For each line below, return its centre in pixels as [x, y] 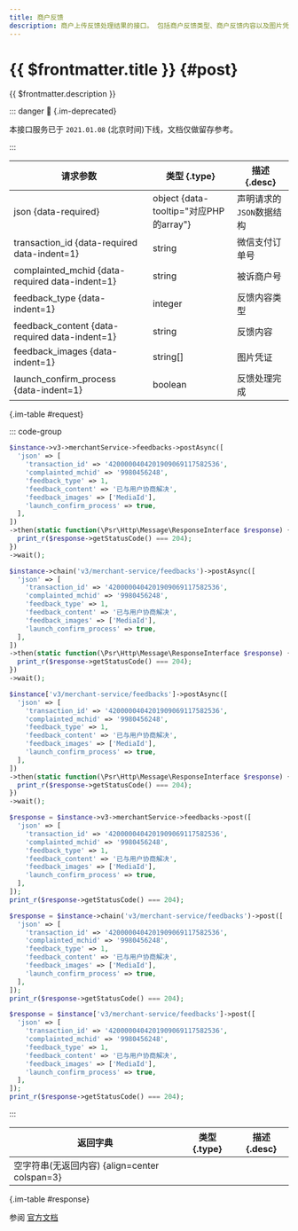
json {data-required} [57, 212]
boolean [169, 385]
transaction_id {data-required [76, 243]
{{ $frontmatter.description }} [63, 94]
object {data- [180, 199]
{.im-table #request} [47, 414]
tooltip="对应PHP [188, 211]
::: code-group [35, 432]
